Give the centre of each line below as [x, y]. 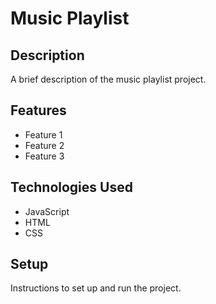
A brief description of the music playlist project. [108, 79]
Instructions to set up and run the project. [96, 288]
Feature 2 [44, 145]
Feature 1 [43, 134]
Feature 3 [44, 156]
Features [38, 110]
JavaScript [47, 211]
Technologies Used [71, 187]
